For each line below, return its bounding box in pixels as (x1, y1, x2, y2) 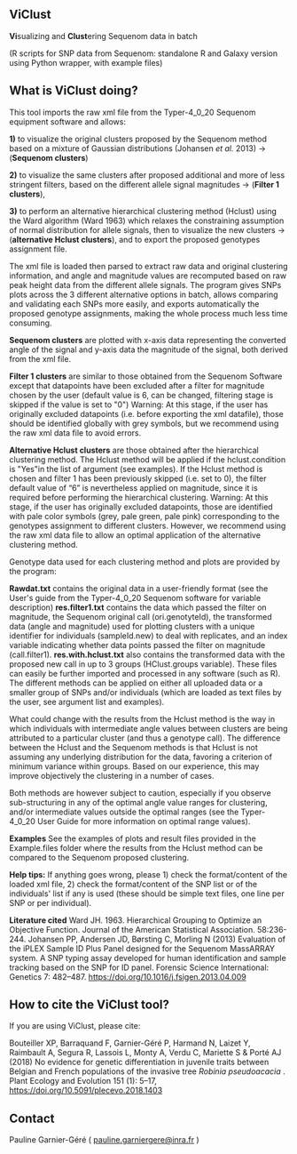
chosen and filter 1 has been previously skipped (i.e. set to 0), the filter (9, 473, 268, 484)
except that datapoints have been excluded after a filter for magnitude (9, 380, 265, 390)
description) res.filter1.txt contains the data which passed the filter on (9, 602, 268, 613)
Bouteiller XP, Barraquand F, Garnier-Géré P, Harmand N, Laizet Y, (9, 1038, 251, 1048)
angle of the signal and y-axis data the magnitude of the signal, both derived (9, 344, 288, 355)
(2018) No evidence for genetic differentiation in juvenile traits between (9, 1057, 270, 1068)
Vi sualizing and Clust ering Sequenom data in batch (9, 30, 198, 41)
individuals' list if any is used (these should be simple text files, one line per (9, 888, 285, 899)
